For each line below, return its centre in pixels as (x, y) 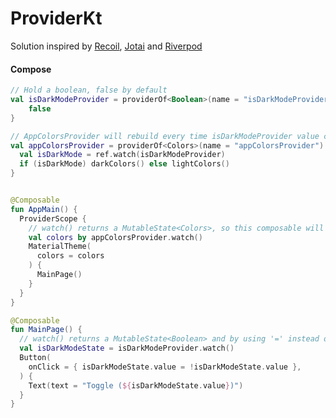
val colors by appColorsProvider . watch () (115, 237)
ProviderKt (56, 18)
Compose (31, 69)
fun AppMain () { (44, 209)
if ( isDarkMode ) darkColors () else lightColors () (124, 164)
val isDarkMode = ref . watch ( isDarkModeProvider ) (122, 155)
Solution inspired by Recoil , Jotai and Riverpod (106, 46)
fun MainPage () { (46, 330)
